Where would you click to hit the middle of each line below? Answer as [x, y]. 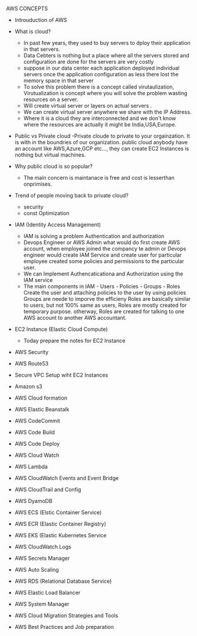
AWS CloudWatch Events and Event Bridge [67, 478]
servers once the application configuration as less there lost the [101, 74]
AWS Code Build [35, 432]
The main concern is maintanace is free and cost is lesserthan [99, 178]
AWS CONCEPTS [27, 9]
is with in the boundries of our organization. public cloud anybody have [101, 142]
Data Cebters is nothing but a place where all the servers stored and [106, 55]
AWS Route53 [32, 364]
